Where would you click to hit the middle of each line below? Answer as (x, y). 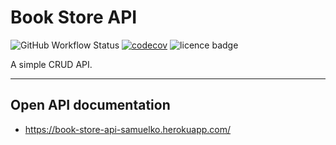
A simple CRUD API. (51, 64)
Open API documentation (90, 105)
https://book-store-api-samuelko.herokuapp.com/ (128, 129)
